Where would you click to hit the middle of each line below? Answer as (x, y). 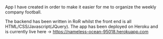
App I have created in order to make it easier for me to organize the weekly (81, 7)
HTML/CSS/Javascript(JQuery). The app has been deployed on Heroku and (81, 26)
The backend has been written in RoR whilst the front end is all (68, 21)
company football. (23, 12)
